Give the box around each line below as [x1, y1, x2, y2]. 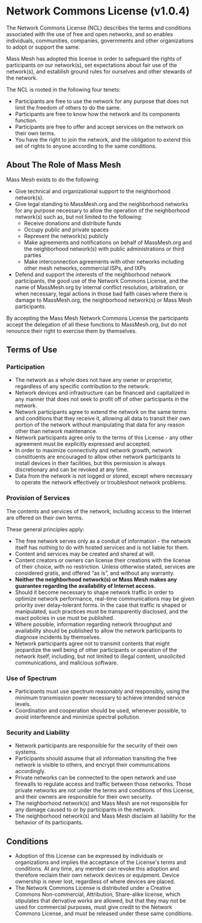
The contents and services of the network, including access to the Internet [6, 507, 191, 515]
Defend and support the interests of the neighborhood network [14, 271, 171, 278]
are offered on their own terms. [6, 514, 84, 521]
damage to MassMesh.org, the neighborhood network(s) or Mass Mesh [14, 296, 192, 304]
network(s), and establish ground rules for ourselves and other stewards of [6, 67, 192, 75]
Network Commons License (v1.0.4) [6, 4, 190, 18]
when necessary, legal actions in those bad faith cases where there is [14, 290, 188, 297]
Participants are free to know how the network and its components [14, 110, 180, 117]
